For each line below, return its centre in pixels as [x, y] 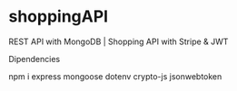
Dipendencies [35, 59]
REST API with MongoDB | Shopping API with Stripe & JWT [118, 41]
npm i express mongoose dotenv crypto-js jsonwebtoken [115, 76]
